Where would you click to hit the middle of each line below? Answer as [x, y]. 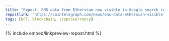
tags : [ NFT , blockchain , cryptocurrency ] [49, 19]
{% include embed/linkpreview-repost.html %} [54, 33]
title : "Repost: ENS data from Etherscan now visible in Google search [82, 10]
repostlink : [18, 14]
